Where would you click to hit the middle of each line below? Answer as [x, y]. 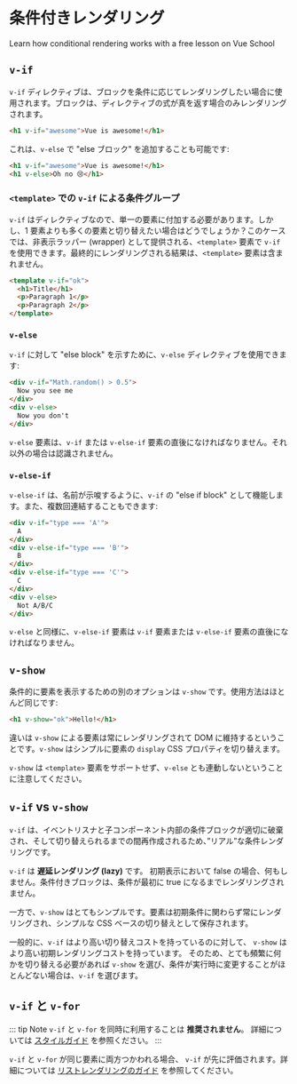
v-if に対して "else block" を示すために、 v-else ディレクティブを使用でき [144, 355]
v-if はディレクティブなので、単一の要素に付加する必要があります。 [134, 219]
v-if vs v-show [49, 807]
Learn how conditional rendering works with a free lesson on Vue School [142, 43]
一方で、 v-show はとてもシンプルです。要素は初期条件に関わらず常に [134, 912]
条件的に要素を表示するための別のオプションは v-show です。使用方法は [140, 692]
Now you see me [45, 391]
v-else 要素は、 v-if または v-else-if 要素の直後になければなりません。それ [148, 442]
